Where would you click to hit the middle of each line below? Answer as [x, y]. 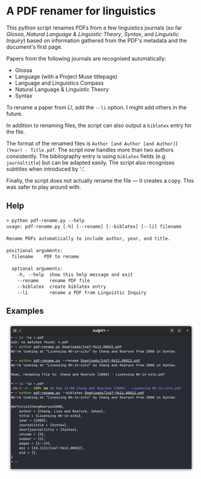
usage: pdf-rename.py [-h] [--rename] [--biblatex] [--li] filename [94, 227]
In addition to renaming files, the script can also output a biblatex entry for [99, 125]
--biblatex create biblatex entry [62, 287]
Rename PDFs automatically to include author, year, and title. [88, 239]
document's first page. [35, 47]
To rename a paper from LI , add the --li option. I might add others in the [97, 107]
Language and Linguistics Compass [59, 83]
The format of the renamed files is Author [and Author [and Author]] [92, 143]
